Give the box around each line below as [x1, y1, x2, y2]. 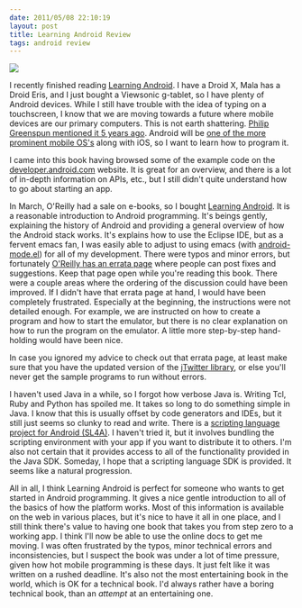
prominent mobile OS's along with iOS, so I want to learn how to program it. [9, 137, 289, 149]
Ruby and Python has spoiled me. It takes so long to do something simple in [9, 398, 291, 410]
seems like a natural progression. [9, 466, 133, 476]
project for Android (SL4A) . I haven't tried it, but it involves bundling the [9, 427, 275, 438]
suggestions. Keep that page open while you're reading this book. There [9, 268, 278, 279]
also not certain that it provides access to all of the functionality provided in [9, 447, 290, 458]
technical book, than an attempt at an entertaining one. [9, 588, 214, 599]
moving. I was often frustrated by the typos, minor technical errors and [9, 540, 272, 551]
